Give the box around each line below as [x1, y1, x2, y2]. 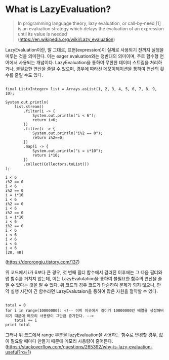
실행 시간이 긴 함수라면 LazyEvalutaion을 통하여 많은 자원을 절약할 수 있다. [10, 288, 158, 294]
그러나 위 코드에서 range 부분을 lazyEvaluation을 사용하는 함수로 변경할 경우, [5, 332, 158, 338]
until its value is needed [17, 31, 67, 37]
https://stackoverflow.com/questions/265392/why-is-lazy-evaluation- [7, 343, 153, 349]
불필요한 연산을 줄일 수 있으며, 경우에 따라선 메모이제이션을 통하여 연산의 [16, 66, 159, 72]
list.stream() [14, 104, 44, 109]
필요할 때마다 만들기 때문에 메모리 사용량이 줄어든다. [10, 338, 113, 344]
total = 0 [5, 302, 26, 307]
